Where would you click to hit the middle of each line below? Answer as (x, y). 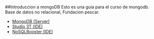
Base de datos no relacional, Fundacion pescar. (52, 12)
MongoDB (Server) (31, 21)
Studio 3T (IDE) (27, 26)
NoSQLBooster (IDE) (32, 32)
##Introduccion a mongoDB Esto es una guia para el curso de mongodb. (77, 7)
